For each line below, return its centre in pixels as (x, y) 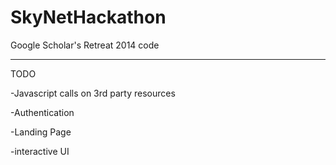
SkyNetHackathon (88, 17)
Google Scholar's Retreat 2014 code (85, 45)
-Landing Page (41, 132)
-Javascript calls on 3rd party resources (93, 93)
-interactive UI (40, 151)
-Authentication (42, 112)
